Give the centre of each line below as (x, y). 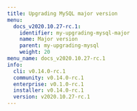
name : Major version (49, 39)
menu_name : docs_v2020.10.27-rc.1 (57, 59)
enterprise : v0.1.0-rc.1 (49, 84)
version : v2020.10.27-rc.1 (52, 97)
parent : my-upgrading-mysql (59, 46)
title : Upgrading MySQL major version (62, 13)
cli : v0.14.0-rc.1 (40, 71)
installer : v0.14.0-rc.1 (49, 90)
